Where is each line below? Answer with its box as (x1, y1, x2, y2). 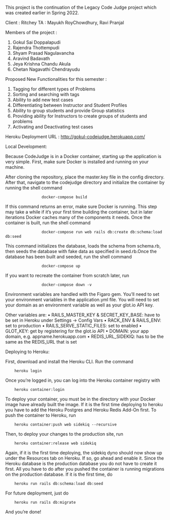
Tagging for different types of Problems (12, 86, 95, 92)
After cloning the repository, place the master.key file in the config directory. (5, 174, 165, 180)
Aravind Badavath (12, 55, 50, 62)
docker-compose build (41, 195, 87, 200)
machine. (5, 164, 25, 170)
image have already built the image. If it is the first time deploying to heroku (5, 402, 163, 407)
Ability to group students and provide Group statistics (12, 108, 125, 113)
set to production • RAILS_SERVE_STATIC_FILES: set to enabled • (5, 323, 142, 328)
